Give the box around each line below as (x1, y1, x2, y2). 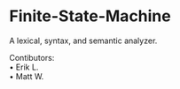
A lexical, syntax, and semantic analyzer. (9, 35, 158, 46)
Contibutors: (9, 52, 55, 63)
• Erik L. (9, 62, 39, 72)
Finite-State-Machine (9, 6, 171, 26)
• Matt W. (9, 70, 44, 81)
